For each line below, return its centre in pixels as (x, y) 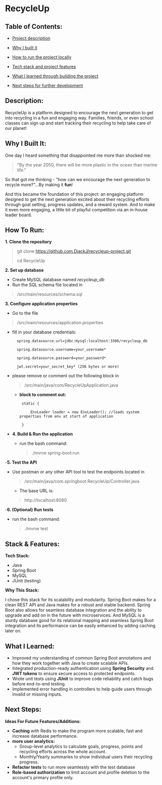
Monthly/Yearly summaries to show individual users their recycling (86, 757)
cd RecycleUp (31, 261)
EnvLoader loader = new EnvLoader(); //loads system (85, 412)
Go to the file (25, 313)
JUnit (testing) (27, 581)
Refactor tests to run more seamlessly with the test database (73, 767)
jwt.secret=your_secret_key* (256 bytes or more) (68, 367)
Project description (31, 38)
